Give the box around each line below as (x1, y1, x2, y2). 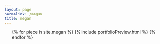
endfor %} (11, 34, 33, 40)
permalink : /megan (4, 12, 42, 16)
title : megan (4, 16, 32, 21)
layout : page (4, 7, 32, 12)
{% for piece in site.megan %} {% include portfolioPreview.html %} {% (11, 29, 156, 35)
